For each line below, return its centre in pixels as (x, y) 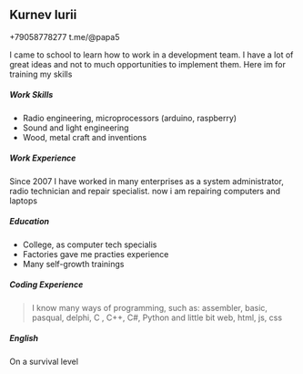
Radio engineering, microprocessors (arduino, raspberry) (130, 118)
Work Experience (43, 158)
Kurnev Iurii (43, 15)
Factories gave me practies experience (96, 254)
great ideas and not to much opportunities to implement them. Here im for (148, 64)
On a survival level (44, 361)
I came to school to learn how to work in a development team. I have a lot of (151, 55)
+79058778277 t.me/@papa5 (65, 36)
